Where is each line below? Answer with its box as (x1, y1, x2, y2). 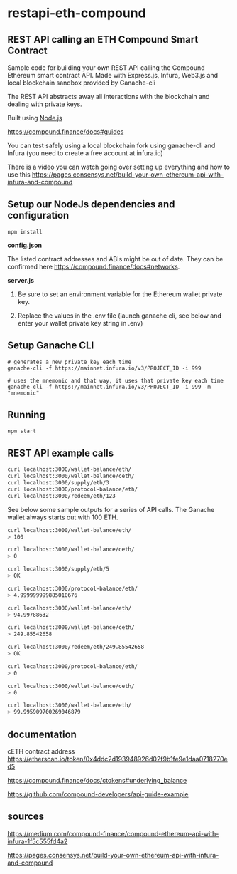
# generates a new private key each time (7, 358, 132, 365)
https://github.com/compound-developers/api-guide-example (7, 789, 189, 798)
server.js (7, 276, 34, 284)
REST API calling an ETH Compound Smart (7, 33, 199, 46)
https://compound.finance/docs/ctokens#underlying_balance (7, 776, 187, 784)
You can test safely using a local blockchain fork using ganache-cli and (7, 141, 216, 150)
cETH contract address (7, 746, 75, 756)
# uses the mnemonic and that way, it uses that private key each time (7, 377, 224, 384)
